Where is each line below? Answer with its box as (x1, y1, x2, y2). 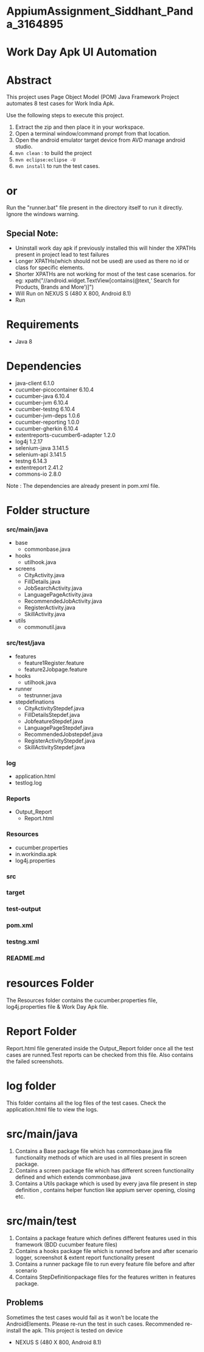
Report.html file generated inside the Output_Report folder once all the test (6, 1045, 194, 1052)
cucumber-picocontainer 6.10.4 (15, 386, 94, 393)
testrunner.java (24, 691, 62, 699)
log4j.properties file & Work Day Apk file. (6, 1003, 108, 1011)
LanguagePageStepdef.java (24, 724, 94, 731)
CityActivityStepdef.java (24, 704, 85, 712)
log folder (6, 1079, 57, 1093)
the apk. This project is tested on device (22, 1326, 123, 1334)
